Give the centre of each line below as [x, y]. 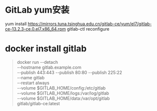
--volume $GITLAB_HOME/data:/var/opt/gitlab [63, 98]
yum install [16, 24]
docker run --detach [37, 62]
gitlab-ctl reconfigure [88, 29]
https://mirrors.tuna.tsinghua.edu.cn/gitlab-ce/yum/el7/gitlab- [90, 24]
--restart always [33, 83]
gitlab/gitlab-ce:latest [38, 103]
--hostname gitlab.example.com [49, 67]
